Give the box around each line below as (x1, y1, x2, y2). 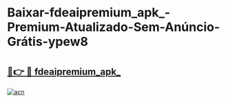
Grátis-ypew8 (7, 34, 88, 49)
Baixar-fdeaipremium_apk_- (7, 5, 171, 21)
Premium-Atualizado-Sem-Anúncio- (7, 19, 220, 35)
